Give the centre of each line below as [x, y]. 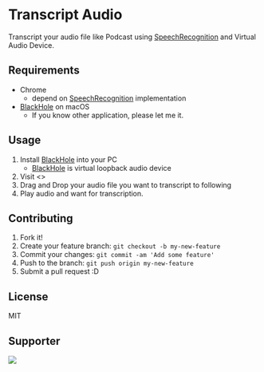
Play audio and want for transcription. [81, 193]
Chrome [33, 89]
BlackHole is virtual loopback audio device [101, 168]
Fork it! [32, 238]
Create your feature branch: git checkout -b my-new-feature [120, 246]
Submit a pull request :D [59, 271]
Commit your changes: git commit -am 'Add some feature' [117, 255]
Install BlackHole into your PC [68, 159]
